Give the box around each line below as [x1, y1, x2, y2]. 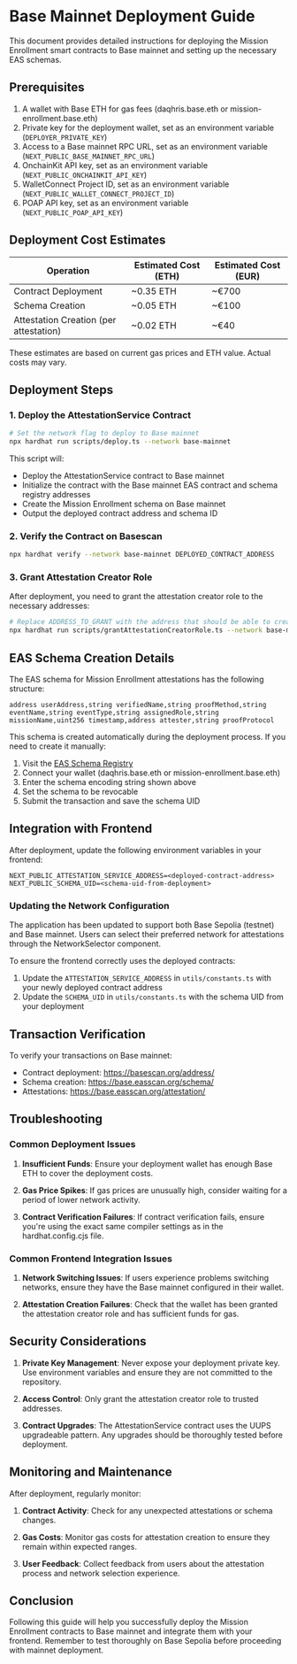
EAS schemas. [9, 54, 62, 65]
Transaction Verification [9, 1027, 146, 1042]
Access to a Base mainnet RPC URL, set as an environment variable [21, 141, 268, 151]
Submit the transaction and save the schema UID [21, 796, 201, 806]
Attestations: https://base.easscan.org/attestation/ [21, 1086, 206, 1097]
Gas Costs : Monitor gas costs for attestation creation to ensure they [21, 1531, 270, 1542]
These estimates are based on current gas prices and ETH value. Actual [9, 347, 271, 358]
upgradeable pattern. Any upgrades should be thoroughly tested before [21, 1429, 284, 1440]
